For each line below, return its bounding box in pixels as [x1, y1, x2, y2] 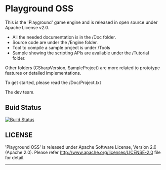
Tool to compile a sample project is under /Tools [12, 44, 110, 50]
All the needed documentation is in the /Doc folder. [12, 34, 116, 40]
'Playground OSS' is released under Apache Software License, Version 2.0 [5, 144, 157, 150]
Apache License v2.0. [5, 24, 49, 30]
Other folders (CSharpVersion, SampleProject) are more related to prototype [5, 65, 160, 71]
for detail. [5, 154, 25, 161]
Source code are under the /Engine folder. [12, 39, 98, 45]
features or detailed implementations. [5, 70, 82, 76]
